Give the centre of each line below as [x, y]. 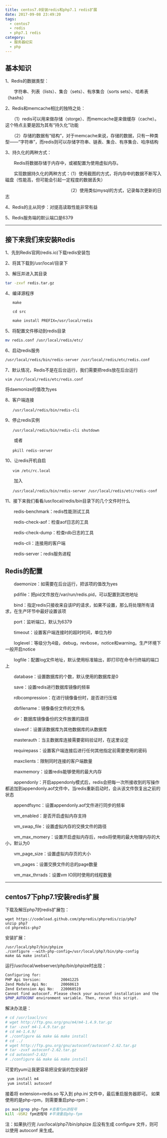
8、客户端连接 [20, 400]
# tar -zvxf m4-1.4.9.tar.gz [35, 1027]
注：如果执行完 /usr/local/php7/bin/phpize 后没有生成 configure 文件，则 [80, 1124]
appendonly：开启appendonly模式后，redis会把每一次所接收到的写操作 [87, 782]
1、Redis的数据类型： [27, 81]
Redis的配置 [24, 571]
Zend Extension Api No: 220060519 [43, 989]
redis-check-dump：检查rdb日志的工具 [54, 533]
